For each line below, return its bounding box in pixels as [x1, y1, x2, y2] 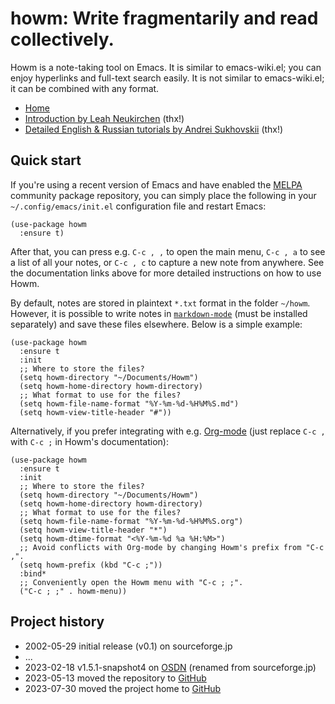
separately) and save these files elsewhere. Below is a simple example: [10, 318, 303, 330]
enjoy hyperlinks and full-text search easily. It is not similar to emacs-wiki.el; [10, 72, 325, 84]
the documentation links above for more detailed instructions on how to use [10, 267, 322, 279]
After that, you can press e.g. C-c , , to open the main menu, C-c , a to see [10, 245, 326, 257]
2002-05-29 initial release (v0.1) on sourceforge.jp [24, 640, 233, 652]
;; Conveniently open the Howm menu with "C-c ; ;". [19, 577, 244, 587]
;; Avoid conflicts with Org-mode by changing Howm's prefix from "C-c [19, 542, 325, 552]
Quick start [10, 152, 82, 169]
